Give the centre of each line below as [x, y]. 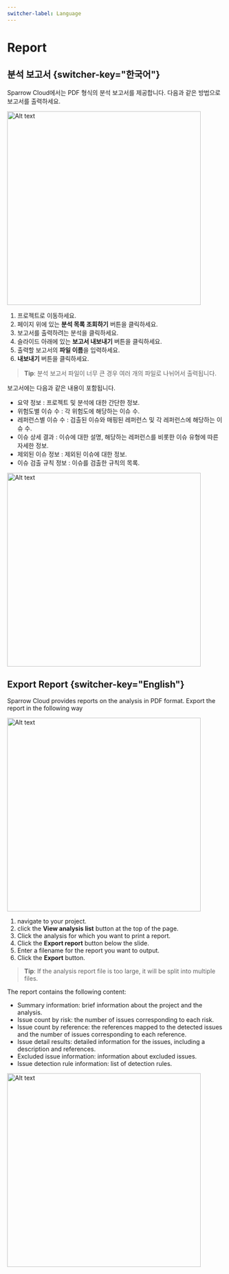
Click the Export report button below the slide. [83, 943]
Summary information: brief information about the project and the [110, 1005]
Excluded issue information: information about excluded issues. [107, 1056]
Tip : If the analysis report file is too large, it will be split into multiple [120, 971]
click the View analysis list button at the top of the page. [98, 929]
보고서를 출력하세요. [34, 101]
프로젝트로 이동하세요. [47, 315]
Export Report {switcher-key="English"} [96, 685]
